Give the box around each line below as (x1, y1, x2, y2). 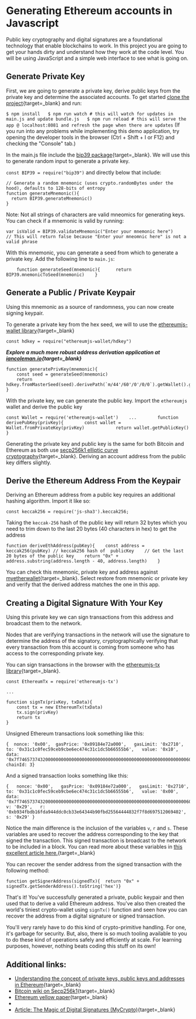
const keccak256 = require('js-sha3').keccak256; (6, 509, 129, 515)
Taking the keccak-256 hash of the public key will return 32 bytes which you (6, 519, 188, 526)
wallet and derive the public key (6, 403, 83, 410)
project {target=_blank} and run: (6, 100, 82, 107)
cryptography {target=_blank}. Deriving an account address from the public (6, 452, 187, 459)
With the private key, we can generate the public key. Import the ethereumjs (6, 397, 188, 404)
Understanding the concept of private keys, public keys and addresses (14, 975, 185, 982)
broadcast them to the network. (6, 620, 82, 627)
